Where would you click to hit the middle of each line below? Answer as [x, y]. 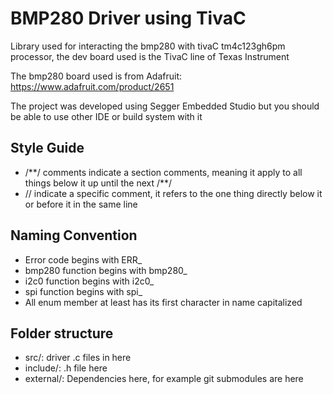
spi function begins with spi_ [83, 291]
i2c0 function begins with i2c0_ [89, 281]
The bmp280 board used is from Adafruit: [96, 76]
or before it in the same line [81, 204]
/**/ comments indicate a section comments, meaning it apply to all [163, 172]
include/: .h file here [66, 368]
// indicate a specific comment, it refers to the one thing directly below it [173, 193]
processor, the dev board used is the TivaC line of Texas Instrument [150, 56]
